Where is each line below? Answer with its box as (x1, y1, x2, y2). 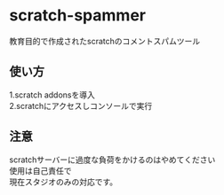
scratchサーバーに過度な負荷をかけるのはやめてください (9, 154, 216, 165)
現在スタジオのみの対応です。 (9, 176, 118, 187)
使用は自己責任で (9, 165, 72, 175)
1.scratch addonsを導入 (9, 90, 95, 100)
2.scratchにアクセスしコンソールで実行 (9, 100, 153, 111)
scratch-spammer (9, 5, 147, 26)
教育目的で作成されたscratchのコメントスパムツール (9, 35, 201, 46)
